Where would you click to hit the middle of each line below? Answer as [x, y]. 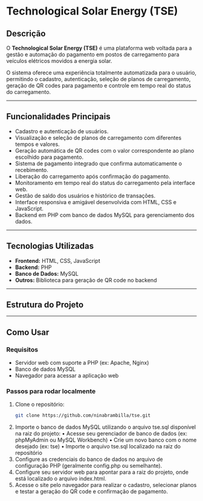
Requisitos [22, 350]
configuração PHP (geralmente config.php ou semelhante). [89, 466]
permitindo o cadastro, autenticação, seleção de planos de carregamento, [98, 79]
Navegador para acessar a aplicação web [67, 376]
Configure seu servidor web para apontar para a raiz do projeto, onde [102, 472]
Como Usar [28, 332]
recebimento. [31, 170]
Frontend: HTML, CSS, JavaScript [58, 260]
